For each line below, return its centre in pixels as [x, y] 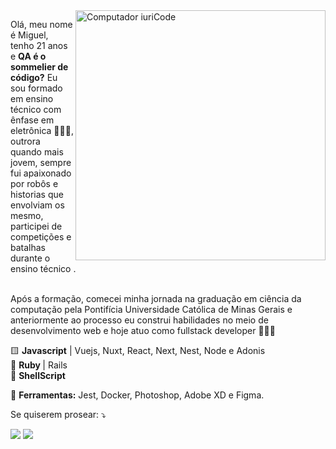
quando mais [37, 152]
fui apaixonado [41, 173]
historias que [37, 194]
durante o [30, 258]
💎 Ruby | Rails [39, 365]
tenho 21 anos [39, 45]
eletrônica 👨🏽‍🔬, [42, 130]
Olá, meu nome [41, 24]
